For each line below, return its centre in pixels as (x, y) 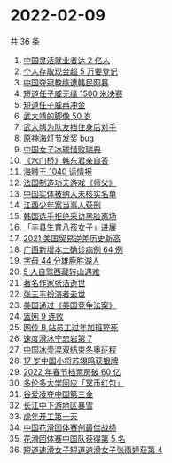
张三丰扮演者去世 (54, 294)
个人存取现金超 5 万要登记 (70, 71)
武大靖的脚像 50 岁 (57, 116)
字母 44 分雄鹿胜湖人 (61, 260)
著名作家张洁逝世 (54, 282)
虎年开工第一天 (50, 416)
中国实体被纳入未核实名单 (70, 193)
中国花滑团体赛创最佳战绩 (70, 427)
